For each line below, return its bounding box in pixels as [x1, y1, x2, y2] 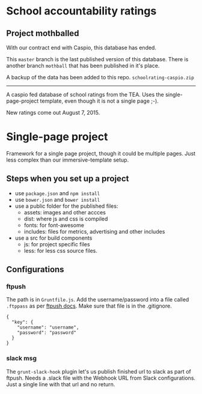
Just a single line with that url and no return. [6, 380, 115, 388]
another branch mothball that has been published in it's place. [6, 62, 160, 69]
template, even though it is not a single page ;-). [40, 97, 159, 105]
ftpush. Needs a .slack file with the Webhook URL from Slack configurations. [6, 374, 196, 381]
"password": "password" [17, 330, 77, 336]
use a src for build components [14, 234, 93, 241]
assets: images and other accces [23, 208, 106, 216]
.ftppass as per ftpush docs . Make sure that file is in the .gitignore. [6, 302, 173, 310]
